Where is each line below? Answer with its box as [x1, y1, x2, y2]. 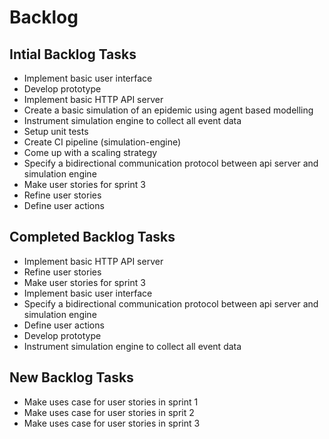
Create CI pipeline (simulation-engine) [23, 136, 182, 148]
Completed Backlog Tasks [9, 229, 176, 246]
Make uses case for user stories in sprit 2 [23, 406, 195, 418]
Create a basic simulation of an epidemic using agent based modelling [23, 104, 314, 116]
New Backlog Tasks [9, 369, 134, 386]
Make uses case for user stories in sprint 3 [23, 417, 201, 429]
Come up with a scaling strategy [23, 147, 158, 158]
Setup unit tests [23, 126, 89, 137]
